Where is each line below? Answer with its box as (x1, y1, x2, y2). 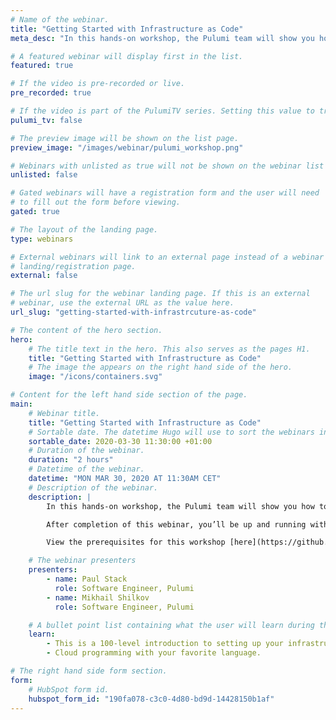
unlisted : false (10, 170, 78, 180)
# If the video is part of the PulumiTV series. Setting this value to (10, 106, 315, 116)
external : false (10, 271, 78, 281)
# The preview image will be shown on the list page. (10, 133, 240, 143)
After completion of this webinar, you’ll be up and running (46, 519, 307, 530)
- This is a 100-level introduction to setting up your (46, 639, 284, 649)
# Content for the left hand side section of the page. (10, 390, 248, 400)
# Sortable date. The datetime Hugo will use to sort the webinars (28, 427, 315, 437)
